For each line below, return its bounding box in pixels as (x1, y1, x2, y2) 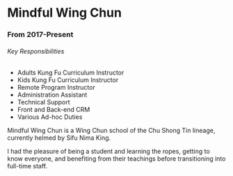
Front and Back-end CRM (17, 106, 90, 114)
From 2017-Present (7, 30, 74, 40)
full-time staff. (7, 162, 47, 170)
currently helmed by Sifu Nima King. (7, 134, 111, 142)
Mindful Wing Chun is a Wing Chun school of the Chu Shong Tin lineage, (7, 127, 216, 135)
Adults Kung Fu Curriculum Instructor (17, 68, 124, 77)
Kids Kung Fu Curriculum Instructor (17, 76, 119, 84)
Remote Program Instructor (17, 83, 95, 92)
